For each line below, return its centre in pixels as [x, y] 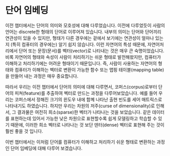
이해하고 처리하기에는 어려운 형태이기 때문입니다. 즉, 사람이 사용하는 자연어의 [81, 63]
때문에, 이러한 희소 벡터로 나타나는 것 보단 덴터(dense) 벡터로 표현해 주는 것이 [88, 125]
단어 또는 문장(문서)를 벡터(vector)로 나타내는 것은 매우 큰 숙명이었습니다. [92, 51]
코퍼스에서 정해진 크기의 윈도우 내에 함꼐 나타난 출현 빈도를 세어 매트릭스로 [88, 99]
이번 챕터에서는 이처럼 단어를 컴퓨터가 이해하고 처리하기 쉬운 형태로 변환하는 [80, 142]
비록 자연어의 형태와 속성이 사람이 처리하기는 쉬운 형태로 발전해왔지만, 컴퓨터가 [83, 57]
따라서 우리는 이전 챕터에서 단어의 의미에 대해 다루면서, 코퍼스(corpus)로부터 [81, 87]
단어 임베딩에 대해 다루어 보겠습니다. [46, 148]
